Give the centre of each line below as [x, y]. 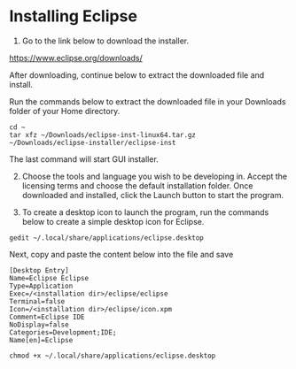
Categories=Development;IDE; [63, 332]
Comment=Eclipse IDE [47, 317]
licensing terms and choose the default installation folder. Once [137, 185]
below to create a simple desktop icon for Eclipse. [113, 221]
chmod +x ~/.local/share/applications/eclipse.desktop [113, 356]
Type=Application [41, 286]
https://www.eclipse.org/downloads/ [76, 58]
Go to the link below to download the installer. [105, 41]
